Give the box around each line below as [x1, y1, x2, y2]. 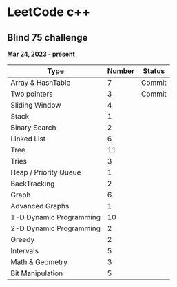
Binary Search [10, 123, 56, 132]
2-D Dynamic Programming [10, 224, 101, 233]
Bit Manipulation [10, 268, 63, 278]
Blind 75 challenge [7, 32, 88, 43]
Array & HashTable [10, 78, 71, 87]
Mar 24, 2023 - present [7, 50, 76, 58]
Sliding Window [10, 101, 61, 110]
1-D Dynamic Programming [10, 212, 101, 221]
